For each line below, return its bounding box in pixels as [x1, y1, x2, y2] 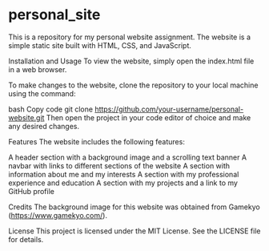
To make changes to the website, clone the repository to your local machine [8, 80, 259, 90]
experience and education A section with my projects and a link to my [8, 178, 239, 188]
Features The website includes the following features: [8, 136, 186, 146]
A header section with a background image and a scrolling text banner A [8, 152, 247, 162]
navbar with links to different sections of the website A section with [8, 160, 231, 170]
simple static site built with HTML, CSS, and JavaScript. [8, 40, 192, 50]
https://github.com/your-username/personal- [94, 104, 244, 114]
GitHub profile [8, 186, 54, 196]
